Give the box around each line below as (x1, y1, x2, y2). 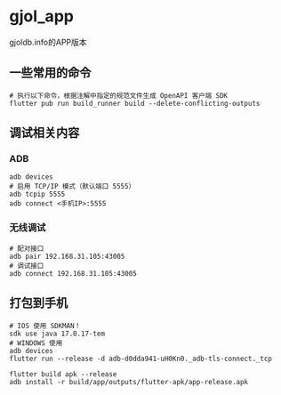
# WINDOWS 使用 (9, 338, 63, 348)
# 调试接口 (9, 261, 44, 270)
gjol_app (9, 6, 74, 27)
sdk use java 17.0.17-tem (9, 329, 105, 338)
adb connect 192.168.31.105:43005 (9, 269, 138, 278)
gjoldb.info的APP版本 (9, 36, 87, 47)
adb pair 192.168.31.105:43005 (9, 252, 125, 261)
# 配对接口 (9, 244, 44, 253)
